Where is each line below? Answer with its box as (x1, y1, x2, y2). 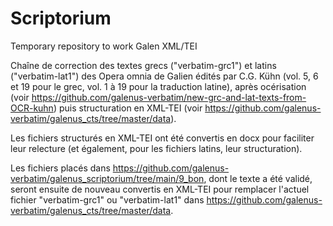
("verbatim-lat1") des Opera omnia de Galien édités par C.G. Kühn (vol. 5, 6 (10, 70, 319, 82)
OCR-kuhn (10, 102, 54, 114)
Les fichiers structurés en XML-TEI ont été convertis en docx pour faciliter (10, 132, 315, 144)
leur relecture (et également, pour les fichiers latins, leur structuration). (10, 142, 303, 154)
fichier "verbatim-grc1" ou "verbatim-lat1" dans (10, 193, 205, 206)
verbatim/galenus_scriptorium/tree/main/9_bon (10, 172, 205, 184)
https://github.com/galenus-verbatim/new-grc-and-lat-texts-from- (31, 91, 307, 103)
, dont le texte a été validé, (203, 172, 313, 184)
